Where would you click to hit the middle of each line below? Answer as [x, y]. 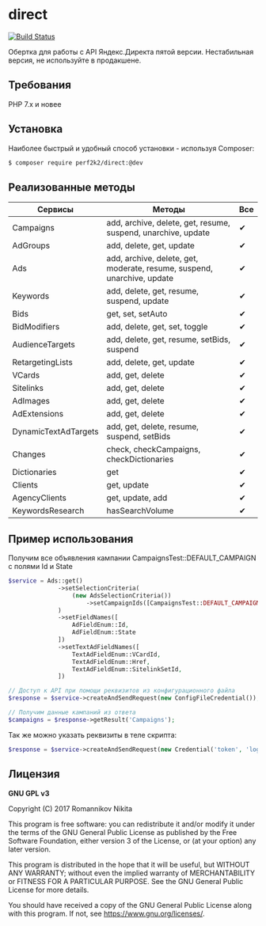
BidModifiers [36, 327]
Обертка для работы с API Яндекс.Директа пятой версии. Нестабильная [131, 51]
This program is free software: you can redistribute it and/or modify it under [131, 824]
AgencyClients [40, 498]
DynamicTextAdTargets [55, 431]
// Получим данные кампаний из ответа [72, 713]
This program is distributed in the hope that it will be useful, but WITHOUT [129, 864]
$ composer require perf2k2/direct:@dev [76, 163]
